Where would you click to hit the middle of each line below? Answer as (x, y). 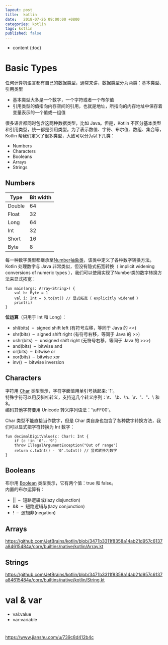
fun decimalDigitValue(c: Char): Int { (47, 436)
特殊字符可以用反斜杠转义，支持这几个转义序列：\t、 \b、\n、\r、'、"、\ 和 (82, 397)
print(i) (23, 303)
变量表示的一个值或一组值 (39, 112)
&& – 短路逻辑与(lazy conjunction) (49, 506)
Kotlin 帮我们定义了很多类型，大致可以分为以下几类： (60, 136)
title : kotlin (21, 15)
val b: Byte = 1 (31, 293)
